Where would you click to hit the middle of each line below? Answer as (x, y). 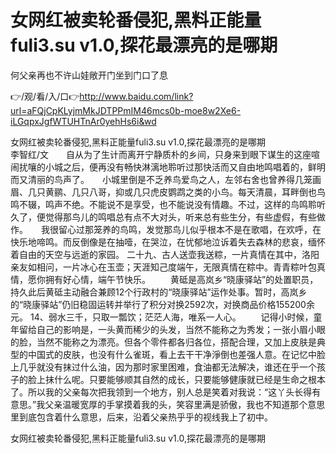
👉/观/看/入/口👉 (45, 96)
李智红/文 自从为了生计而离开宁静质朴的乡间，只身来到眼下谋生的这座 (161, 154)
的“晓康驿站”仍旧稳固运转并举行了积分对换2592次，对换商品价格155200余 (162, 304)
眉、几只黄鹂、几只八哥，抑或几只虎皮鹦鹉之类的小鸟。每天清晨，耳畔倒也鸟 (168, 192)
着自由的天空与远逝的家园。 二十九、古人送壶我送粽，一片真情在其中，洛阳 (165, 254)
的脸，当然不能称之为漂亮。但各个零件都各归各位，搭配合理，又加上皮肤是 (163, 342)
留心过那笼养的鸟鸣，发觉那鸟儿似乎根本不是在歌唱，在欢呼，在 (190, 229)
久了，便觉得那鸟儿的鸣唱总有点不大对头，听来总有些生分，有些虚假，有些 (163, 217)
